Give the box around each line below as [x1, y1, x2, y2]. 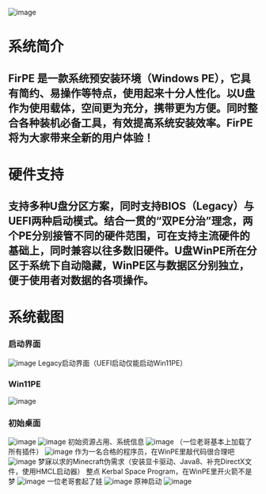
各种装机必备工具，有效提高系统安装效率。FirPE [18, 116, 253, 130]
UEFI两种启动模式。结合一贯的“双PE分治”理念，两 [8, 215, 253, 228]
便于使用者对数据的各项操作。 [8, 274, 154, 287]
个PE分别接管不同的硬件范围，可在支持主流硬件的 [8, 230, 251, 243]
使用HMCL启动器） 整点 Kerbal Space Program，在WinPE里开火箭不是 [21, 467, 253, 477]
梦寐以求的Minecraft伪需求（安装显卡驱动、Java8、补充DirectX [38, 457, 245, 466]
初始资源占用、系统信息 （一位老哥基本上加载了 [67, 437, 253, 446]
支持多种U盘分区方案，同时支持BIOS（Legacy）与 [8, 199, 255, 213]
